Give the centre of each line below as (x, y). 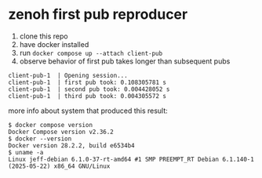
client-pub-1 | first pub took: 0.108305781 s (87, 82)
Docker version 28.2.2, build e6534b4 (71, 145)
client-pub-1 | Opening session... (68, 75)
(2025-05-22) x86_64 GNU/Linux (59, 166)
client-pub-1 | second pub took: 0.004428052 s (89, 89)
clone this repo (44, 36)
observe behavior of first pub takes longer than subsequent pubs (125, 61)
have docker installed (54, 44)
